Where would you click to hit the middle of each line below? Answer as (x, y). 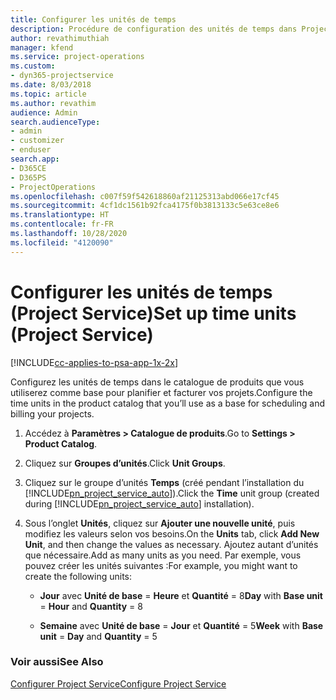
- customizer (37, 141)
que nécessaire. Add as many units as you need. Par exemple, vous (163, 555)
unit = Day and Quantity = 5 (98, 636)
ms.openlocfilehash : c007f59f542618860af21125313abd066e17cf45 (145, 196)
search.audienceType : (55, 122)
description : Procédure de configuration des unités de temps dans (154, 29)
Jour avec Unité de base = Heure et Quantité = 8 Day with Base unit (181, 595)
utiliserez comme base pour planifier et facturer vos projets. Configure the (161, 392)
